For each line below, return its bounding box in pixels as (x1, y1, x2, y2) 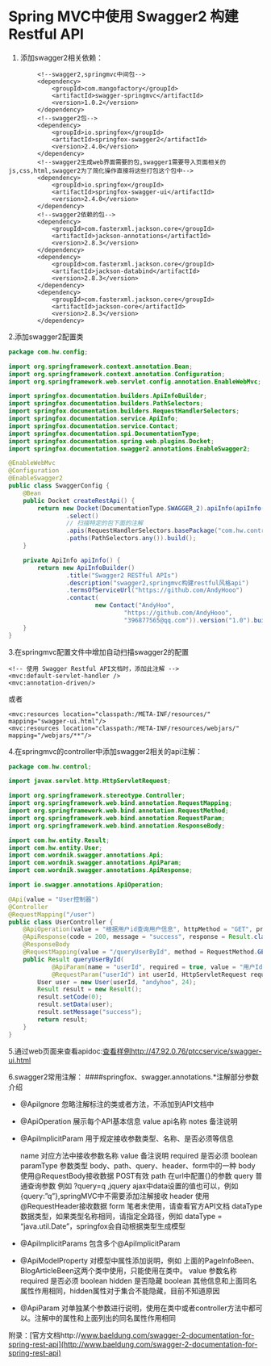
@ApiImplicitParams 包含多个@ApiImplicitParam (19, 1238, 181, 1248)
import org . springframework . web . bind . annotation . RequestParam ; (8, 814, 226, 822)
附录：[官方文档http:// (8, 1330, 81, 1340)
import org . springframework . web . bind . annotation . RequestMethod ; (8, 807, 229, 815)
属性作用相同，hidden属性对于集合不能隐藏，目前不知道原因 (19, 1285, 220, 1296)
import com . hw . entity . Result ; (8, 836, 110, 844)
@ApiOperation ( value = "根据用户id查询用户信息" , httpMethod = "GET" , (23, 925, 253, 933)
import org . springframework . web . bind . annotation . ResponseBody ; (8, 821, 226, 830)
